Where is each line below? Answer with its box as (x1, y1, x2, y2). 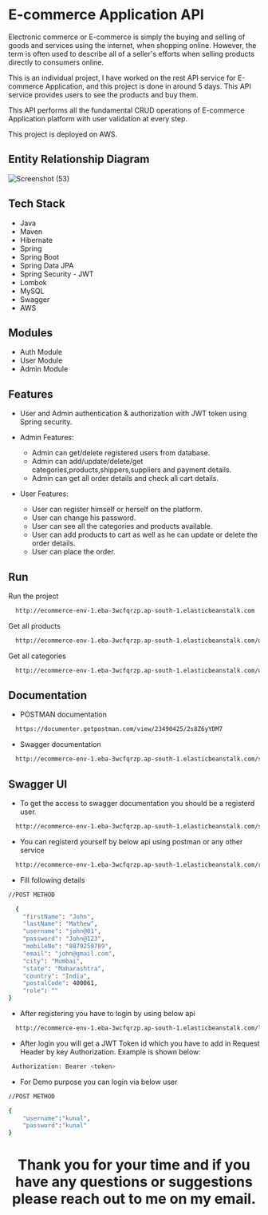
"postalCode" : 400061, (22, 979, 98, 987)
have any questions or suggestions (15, 1173, 253, 1191)
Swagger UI (8, 777, 68, 791)
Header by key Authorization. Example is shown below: (19, 1046, 201, 1056)
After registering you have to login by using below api (19, 1009, 195, 1018)
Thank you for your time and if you (18, 1156, 250, 1174)
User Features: (19, 489, 69, 498)
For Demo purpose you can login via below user (19, 1077, 178, 1086)
